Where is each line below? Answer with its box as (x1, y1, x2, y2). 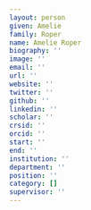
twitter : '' (9, 88, 54, 97)
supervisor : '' (9, 188, 66, 197)
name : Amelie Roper (9, 38, 82, 47)
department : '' (9, 163, 66, 172)
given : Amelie (9, 21, 62, 30)
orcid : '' (9, 130, 46, 139)
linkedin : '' (9, 105, 58, 113)
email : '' (9, 63, 46, 72)
